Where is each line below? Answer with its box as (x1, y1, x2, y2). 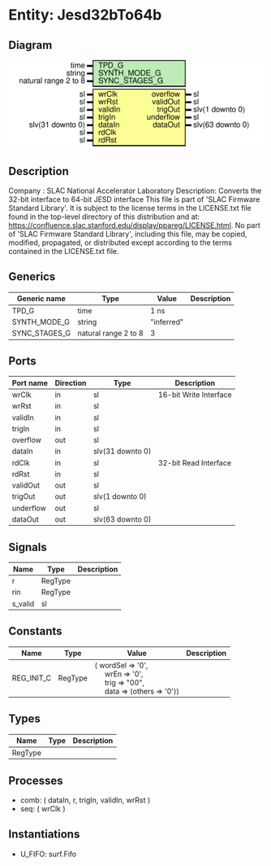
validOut (11, 480, 41, 490)
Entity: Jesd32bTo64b (8, 6, 162, 24)
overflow (11, 435, 42, 445)
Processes (8, 773, 63, 787)
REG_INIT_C (11, 673, 52, 683)
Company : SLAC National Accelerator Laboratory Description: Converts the (8, 186, 262, 196)
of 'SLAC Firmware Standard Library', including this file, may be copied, (8, 230, 247, 239)
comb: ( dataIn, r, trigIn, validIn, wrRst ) (19, 795, 151, 805)
